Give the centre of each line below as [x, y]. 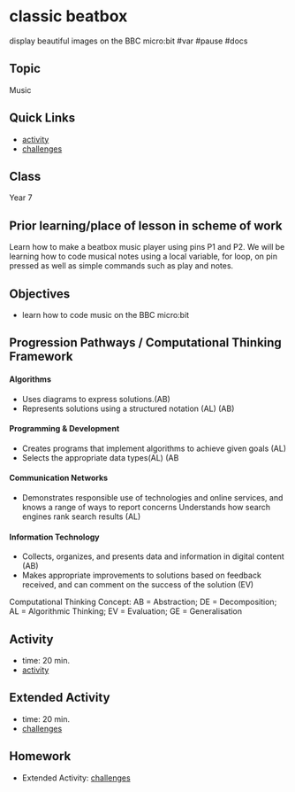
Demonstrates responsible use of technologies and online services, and [152, 497]
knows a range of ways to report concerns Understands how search [146, 507]
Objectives [40, 294]
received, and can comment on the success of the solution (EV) [138, 585]
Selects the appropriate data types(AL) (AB [100, 457]
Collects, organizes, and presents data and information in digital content [153, 556]
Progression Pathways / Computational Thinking [146, 343]
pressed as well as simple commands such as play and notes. [121, 266]
